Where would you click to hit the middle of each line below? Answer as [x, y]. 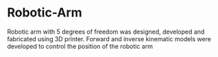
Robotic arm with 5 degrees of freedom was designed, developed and [106, 32]
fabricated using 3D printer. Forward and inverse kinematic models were [109, 38]
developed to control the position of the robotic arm [80, 46]
